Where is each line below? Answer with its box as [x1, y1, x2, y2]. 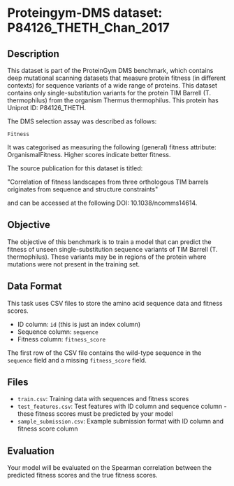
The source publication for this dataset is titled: [7, 164, 143, 173]
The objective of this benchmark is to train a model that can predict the [7, 237, 212, 246]
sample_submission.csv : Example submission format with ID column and [17, 417, 224, 426]
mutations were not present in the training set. [7, 259, 140, 268]
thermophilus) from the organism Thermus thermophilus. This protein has [7, 96, 219, 104]
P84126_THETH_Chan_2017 [7, 20, 170, 36]
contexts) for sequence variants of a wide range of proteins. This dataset [7, 81, 218, 89]
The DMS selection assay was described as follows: [7, 117, 157, 126]
